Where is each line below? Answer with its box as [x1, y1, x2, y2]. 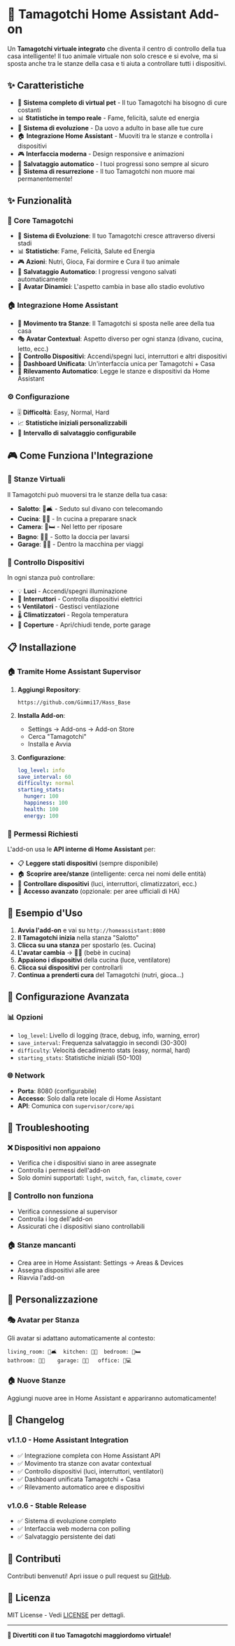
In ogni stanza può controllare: [7, 573, 95, 582]
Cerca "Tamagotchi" [27, 732, 87, 740]
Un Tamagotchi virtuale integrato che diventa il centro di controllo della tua [7, 44, 226, 53]
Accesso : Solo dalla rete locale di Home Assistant [17, 1094, 162, 1103]
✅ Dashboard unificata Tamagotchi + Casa [17, 1475, 141, 1483]
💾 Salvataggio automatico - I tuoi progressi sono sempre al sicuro [17, 159, 209, 168]
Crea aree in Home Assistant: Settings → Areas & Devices [17, 1258, 184, 1267]
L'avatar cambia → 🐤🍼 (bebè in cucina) [17, 948, 131, 956]
